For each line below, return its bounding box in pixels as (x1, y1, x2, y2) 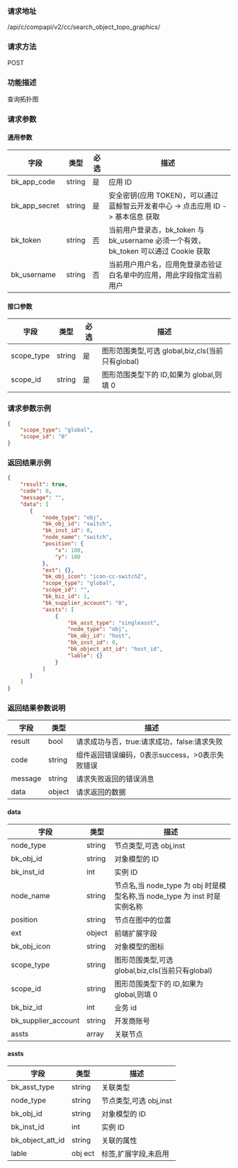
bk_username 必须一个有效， (108, 236, 205, 246)
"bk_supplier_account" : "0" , (42, 599, 129, 606)
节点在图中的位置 (114, 915, 171, 925)
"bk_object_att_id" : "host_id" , (67, 646, 163, 653)
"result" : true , (20, 481, 69, 488)
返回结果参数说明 (7, 703, 66, 713)
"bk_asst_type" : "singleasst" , (67, 619, 160, 626)
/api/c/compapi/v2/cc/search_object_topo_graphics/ (7, 23, 161, 31)
